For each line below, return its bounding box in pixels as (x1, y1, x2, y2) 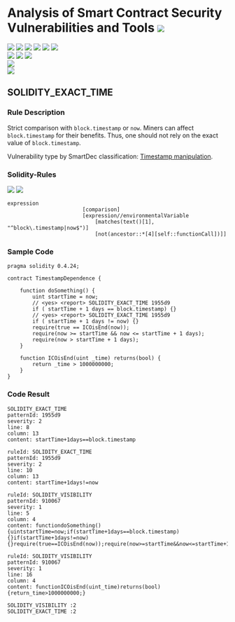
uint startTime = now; (32, 293, 99, 301)
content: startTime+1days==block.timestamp (7, 436, 136, 443)
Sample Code (7, 247, 54, 257)
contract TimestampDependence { (7, 275, 101, 282)
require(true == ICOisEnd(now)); (32, 324, 130, 331)
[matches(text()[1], (94, 218, 155, 225)
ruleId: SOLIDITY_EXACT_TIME (7, 448, 92, 455)
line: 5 (7, 510, 30, 517)
